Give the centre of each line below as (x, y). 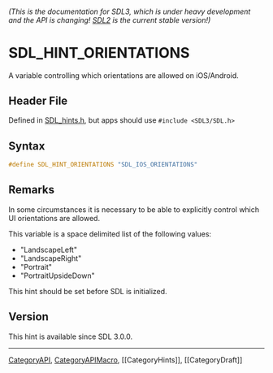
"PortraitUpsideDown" (57, 275)
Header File (38, 100)
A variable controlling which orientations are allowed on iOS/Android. (124, 75)
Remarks (32, 190)
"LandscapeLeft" (48, 249)
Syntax (27, 146)
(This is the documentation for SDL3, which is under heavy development (130, 11)
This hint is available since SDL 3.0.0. (70, 336)
